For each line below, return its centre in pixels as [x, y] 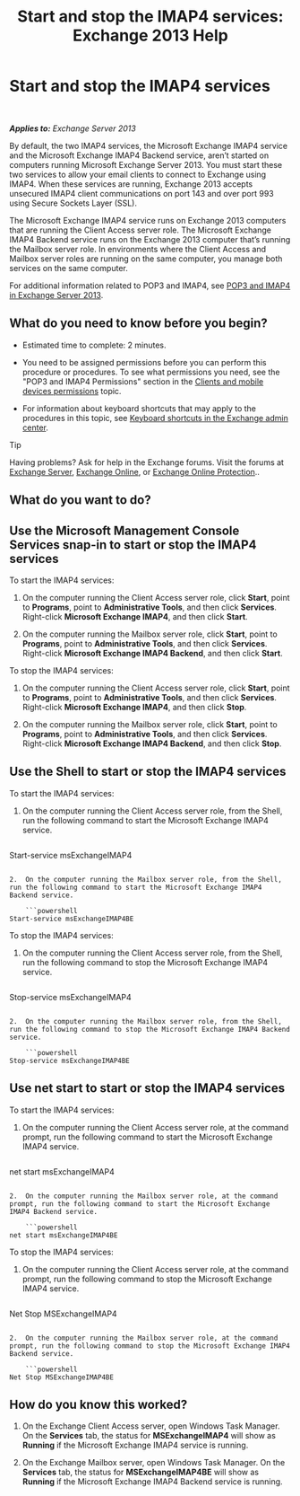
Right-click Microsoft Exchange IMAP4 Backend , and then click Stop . [152, 744]
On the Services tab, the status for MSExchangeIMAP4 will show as [149, 1436]
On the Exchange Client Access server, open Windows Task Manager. [151, 1426]
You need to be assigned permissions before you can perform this [144, 362]
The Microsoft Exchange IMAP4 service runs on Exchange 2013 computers [148, 220]
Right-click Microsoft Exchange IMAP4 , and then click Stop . [134, 707]
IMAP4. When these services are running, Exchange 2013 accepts [131, 184]
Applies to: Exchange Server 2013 [73, 128]
